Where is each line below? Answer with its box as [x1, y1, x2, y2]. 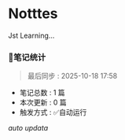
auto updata [8, 123, 49, 133]
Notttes [8, 5, 58, 23]
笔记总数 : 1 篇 [19, 88, 65, 98]
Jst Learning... [8, 31, 55, 40]
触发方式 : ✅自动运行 [19, 108, 87, 117]
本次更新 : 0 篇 [19, 98, 67, 107]
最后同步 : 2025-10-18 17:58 [27, 72, 118, 81]
